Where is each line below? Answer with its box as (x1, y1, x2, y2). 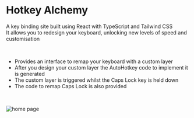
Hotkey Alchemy (6, 4, 89, 17)
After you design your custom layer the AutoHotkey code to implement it (14, 64, 188, 71)
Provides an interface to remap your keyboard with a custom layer (14, 58, 173, 65)
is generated (14, 70, 45, 77)
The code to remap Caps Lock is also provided (14, 82, 127, 89)
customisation (6, 35, 40, 42)
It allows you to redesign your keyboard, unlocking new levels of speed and (6, 29, 188, 36)
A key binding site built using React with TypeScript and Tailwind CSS (6, 23, 173, 30)
